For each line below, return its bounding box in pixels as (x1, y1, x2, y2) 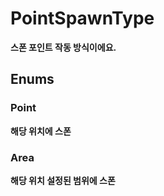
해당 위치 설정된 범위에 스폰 (10, 174, 116, 186)
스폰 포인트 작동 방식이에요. (10, 41, 117, 53)
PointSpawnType (10, 7, 155, 30)
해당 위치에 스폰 (10, 125, 72, 137)
